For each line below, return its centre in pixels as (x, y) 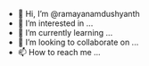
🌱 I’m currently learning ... (65, 33)
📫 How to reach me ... (59, 52)
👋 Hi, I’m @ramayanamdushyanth (79, 14)
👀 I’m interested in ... (55, 23)
